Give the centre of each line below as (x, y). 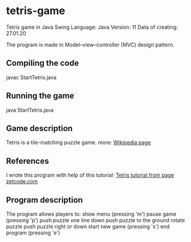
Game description (40, 128)
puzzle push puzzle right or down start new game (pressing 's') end (88, 226)
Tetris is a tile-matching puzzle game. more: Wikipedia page (79, 143)
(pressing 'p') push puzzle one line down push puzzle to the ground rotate (95, 220)
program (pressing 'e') (33, 233)
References (28, 161)
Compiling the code (42, 63)
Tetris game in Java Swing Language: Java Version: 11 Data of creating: (92, 27)
